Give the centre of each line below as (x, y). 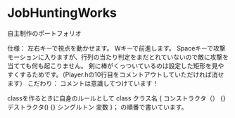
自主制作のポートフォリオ (44, 33)
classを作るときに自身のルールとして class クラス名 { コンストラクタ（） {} (117, 98)
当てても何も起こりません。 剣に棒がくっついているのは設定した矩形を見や (116, 65)
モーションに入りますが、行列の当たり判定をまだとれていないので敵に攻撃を (118, 57)
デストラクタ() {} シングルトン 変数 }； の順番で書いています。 (97, 107)
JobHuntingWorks (62, 13)
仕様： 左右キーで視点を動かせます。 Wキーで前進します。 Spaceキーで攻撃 (116, 48)
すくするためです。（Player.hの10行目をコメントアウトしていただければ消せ (116, 74)
